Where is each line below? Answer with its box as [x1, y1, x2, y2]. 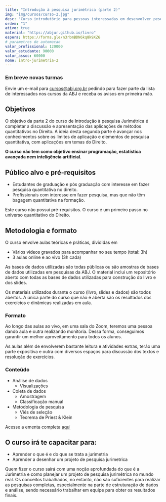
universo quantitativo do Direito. [5, 212, 70, 218]
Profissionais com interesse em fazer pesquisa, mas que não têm [12, 192, 145, 198]
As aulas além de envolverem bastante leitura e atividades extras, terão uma [5, 343, 161, 349]
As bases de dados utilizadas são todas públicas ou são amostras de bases [5, 264, 159, 270]
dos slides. [5, 279, 27, 285]
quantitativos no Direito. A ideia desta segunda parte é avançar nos [5, 129, 142, 135]
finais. [5, 493, 18, 499]
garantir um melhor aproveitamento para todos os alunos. [5, 334, 123, 340]
